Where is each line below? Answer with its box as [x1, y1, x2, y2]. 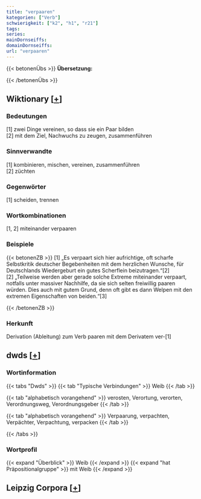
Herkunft [6, 319, 33, 327]
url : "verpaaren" [6, 48, 50, 54]
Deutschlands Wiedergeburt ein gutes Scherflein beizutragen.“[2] [6, 266, 170, 274]
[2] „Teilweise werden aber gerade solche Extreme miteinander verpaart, [6, 273, 187, 280]
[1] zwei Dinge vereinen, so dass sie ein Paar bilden [6, 126, 134, 133]
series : [6, 31, 26, 37]
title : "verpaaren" [6, 8, 56, 15]
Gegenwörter [6, 182, 46, 191]
